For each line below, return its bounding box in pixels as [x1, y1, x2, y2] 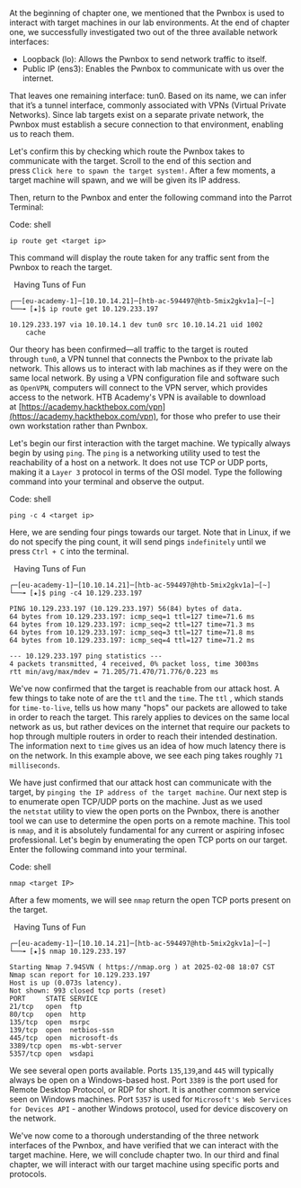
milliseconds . [9, 760, 60, 770]
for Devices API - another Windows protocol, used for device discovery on [9, 1103, 288, 1114]
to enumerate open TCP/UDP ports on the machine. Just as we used [9, 796, 263, 806]
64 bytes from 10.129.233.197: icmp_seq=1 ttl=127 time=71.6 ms [9, 612, 255, 621]
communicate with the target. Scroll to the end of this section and [9, 156, 252, 166]
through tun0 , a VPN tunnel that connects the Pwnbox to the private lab [9, 354, 273, 364]
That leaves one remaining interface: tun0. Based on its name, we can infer [9, 90, 288, 101]
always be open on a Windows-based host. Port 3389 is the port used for [9, 1075, 279, 1085]
